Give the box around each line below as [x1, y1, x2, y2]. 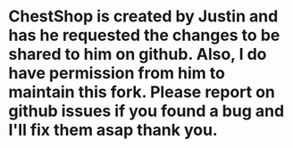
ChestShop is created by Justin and [8, 6, 279, 27]
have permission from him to [8, 63, 225, 84]
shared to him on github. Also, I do [8, 45, 267, 64]
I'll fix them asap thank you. [8, 120, 218, 140]
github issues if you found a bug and [8, 101, 285, 121]
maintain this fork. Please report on [8, 82, 276, 103]
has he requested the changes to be [8, 25, 280, 45]
